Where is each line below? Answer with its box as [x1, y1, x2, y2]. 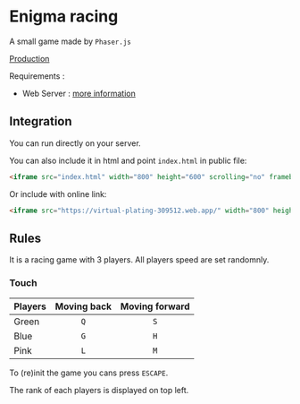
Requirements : [9, 70, 65, 82]
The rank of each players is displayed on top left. [9, 384, 189, 395]
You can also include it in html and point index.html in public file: [9, 155, 247, 166]
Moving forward [120, 300, 190, 313]
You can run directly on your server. [9, 137, 141, 149]
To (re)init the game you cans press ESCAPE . [9, 367, 169, 378]
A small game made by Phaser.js [9, 36, 131, 47]
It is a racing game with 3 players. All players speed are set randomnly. [9, 254, 270, 265]
